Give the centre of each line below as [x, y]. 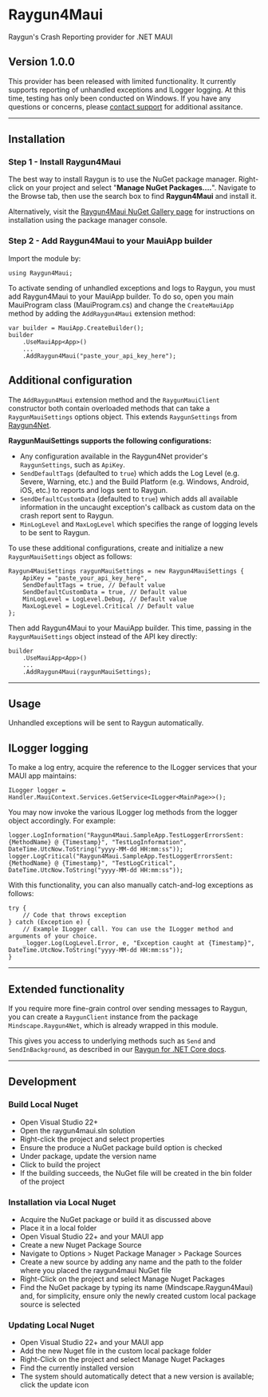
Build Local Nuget [43, 1105]
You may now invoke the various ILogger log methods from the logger [123, 812]
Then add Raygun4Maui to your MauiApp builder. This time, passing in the [130, 628]
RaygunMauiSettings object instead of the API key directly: [103, 636]
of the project [42, 1181]
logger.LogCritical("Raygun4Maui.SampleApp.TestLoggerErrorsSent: [121, 856]
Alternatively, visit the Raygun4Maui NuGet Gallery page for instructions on [132, 212]
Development [43, 1082]
